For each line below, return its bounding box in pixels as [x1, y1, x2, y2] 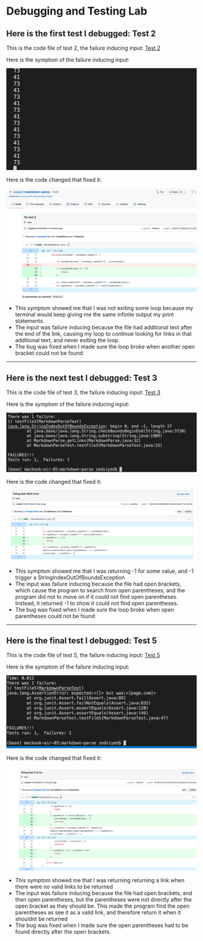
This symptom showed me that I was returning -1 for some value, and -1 [14, 567, 194, 575]
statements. [14, 317, 45, 325]
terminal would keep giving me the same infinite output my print [14, 311, 174, 319]
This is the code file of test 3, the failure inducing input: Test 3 [6, 389, 161, 396]
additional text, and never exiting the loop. [14, 337, 120, 344]
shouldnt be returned [14, 915, 68, 922]
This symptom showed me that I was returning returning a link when [14, 876, 185, 883]
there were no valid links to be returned [14, 883, 114, 890]
